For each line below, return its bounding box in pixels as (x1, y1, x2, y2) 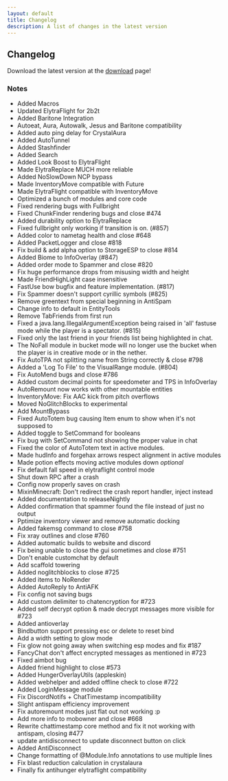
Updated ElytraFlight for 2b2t (16, 107, 100, 115)
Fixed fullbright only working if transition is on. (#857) (16, 224, 170, 232)
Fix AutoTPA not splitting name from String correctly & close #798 (16, 356, 204, 364)
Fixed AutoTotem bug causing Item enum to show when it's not (16, 414, 196, 423)
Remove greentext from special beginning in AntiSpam (16, 297, 172, 305)
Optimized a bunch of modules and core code (16, 194, 148, 203)
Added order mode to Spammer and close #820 (16, 261, 153, 269)
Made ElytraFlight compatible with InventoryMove (16, 187, 158, 196)
